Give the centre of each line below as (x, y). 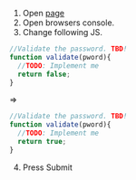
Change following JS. (62, 32)
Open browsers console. (68, 23)
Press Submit (47, 167)
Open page (44, 13)
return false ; (44, 74)
